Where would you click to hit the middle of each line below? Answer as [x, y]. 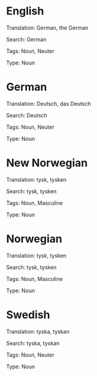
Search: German [26, 39]
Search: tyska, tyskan [33, 343]
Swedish [28, 315]
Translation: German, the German [47, 28]
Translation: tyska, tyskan [38, 331]
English [25, 11]
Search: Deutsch [27, 115]
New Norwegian [47, 163]
